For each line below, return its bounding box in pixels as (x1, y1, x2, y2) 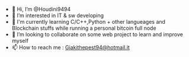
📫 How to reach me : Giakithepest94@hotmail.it (11, 44, 130, 50)
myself (11, 37, 28, 44)
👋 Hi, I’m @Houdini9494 (11, 6, 71, 12)
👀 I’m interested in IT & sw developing (11, 12, 104, 19)
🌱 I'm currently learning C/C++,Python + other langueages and (11, 18, 166, 25)
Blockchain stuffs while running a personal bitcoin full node (11, 24, 156, 31)
